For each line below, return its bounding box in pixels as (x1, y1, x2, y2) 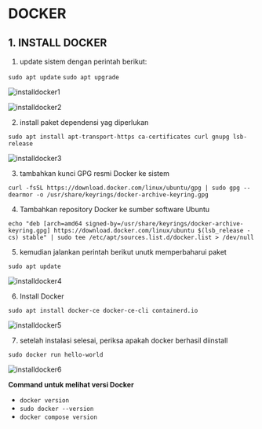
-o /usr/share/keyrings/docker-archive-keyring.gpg (36, 191, 209, 199)
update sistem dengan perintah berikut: (19, 57, 147, 66)
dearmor (8, 191, 34, 199)
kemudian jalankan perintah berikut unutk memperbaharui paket (19, 247, 227, 256)
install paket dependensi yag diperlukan (19, 118, 149, 126)
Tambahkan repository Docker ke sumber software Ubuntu (19, 205, 210, 214)
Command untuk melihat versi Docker (8, 380, 135, 389)
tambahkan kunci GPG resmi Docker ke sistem (19, 169, 170, 178)
